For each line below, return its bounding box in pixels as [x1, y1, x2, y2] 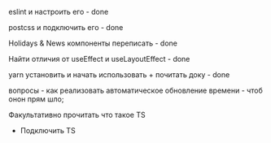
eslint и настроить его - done [8, 7, 109, 16]
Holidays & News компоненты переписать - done [8, 38, 177, 48]
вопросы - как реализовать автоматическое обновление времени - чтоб [8, 85, 263, 95]
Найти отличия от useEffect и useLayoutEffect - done [8, 54, 190, 63]
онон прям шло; [8, 94, 64, 104]
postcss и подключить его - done [8, 23, 124, 32]
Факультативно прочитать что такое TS [8, 110, 146, 119]
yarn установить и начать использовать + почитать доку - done [8, 70, 230, 80]
